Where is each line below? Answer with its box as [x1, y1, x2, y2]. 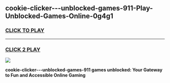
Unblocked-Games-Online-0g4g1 [5, 12, 114, 21]
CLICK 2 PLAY [5, 46, 40, 53]
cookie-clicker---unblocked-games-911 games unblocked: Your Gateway [5, 66, 163, 72]
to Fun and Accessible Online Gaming [5, 72, 86, 78]
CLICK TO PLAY [5, 27, 45, 34]
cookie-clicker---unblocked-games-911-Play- [5, 4, 153, 13]
